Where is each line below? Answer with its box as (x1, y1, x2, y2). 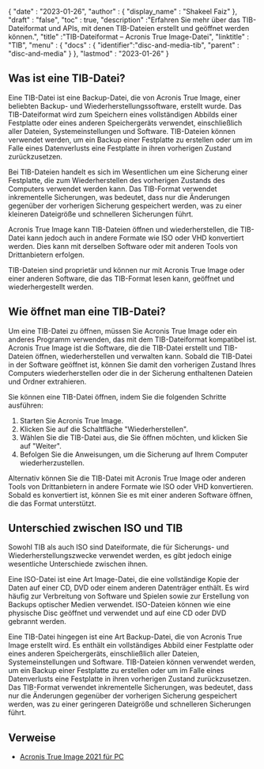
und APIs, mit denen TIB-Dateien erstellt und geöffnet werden (48, 24, 250, 33)
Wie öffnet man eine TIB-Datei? (8, 305, 166, 319)
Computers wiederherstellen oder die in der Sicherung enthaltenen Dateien (8, 368, 253, 377)
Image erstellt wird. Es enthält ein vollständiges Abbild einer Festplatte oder (8, 641, 255, 650)
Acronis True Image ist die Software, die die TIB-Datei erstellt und (8, 342, 222, 352)
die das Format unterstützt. (8, 499, 96, 508)
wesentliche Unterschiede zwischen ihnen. (8, 559, 149, 569)
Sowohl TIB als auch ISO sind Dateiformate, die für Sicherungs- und (8, 542, 229, 552)
